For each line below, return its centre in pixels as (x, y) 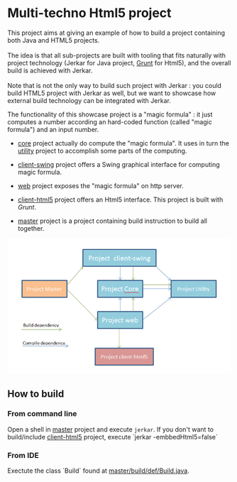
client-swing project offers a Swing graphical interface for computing (118, 164)
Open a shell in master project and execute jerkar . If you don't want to (111, 429)
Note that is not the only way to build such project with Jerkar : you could (115, 85)
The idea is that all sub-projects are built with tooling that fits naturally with (116, 55)
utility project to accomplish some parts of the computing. (102, 150)
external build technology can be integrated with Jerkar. (89, 100)
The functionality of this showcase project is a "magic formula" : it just (110, 114)
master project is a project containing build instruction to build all (112, 221)
